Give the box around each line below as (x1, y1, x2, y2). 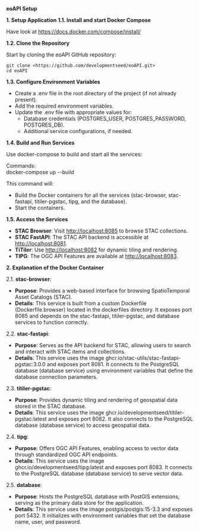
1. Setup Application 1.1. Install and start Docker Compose (6, 17, 151, 23)
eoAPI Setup (6, 5, 37, 12)
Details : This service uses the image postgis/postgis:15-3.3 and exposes (14, 505, 193, 513)
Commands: (6, 162, 36, 169)
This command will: (6, 180, 54, 187)
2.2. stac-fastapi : (6, 330, 50, 337)
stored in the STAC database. (14, 403, 87, 410)
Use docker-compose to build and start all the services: (6, 151, 143, 158)
